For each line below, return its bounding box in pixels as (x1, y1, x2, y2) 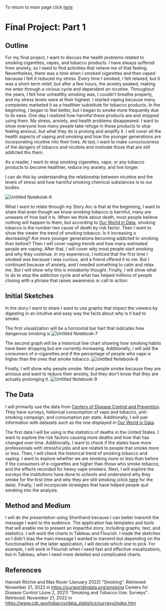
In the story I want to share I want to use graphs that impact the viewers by (5, 305, 158, 311)
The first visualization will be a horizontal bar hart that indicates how (5, 325, 145, 331)
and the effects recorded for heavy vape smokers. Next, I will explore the (5, 466, 154, 472)
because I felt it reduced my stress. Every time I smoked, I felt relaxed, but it (5, 75, 160, 81)
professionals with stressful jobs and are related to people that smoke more (5, 445, 160, 451)
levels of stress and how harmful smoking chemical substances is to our (5, 179, 153, 185)
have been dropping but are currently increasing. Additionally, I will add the (5, 345, 159, 351)
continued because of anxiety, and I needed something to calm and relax (5, 262, 154, 268)
